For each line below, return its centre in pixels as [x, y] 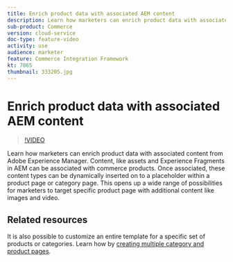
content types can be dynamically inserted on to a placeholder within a [109, 176]
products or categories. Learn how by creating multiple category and [106, 244]
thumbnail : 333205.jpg [40, 72]
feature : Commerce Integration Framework [68, 59]
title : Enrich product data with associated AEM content [91, 14]
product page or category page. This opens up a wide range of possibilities [115, 183]
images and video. [34, 198]
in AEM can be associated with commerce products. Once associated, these [116, 168]
